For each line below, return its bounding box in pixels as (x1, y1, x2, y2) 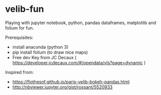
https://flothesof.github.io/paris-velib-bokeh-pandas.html (12, 79, 130, 85)
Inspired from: (5, 69, 34, 75)
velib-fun (5, 3, 44, 15)
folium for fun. (5, 25, 34, 31)
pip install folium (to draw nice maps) (12, 49, 88, 55)
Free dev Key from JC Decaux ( (12, 54, 77, 60)
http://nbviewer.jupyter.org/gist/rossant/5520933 (12, 84, 113, 90)
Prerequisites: (5, 34, 34, 40)
